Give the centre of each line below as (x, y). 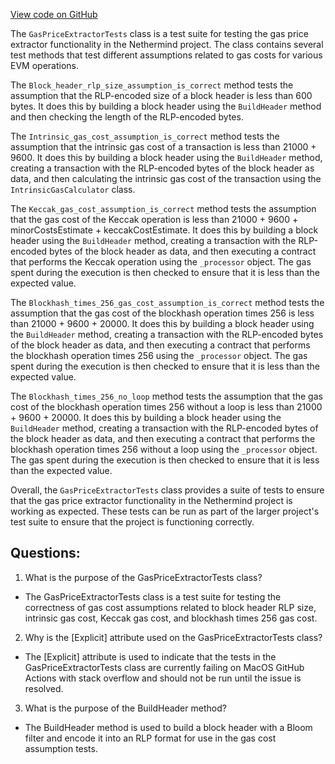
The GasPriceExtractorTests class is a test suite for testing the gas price (159, 33)
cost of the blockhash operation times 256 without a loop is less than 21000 (166, 407)
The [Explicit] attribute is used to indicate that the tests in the (150, 656)
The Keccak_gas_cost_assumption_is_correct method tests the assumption (163, 208)
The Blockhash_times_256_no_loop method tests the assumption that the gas (166, 396)
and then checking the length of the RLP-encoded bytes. (127, 117)
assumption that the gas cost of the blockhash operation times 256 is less (162, 313)
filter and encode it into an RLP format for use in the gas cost (150, 738)
